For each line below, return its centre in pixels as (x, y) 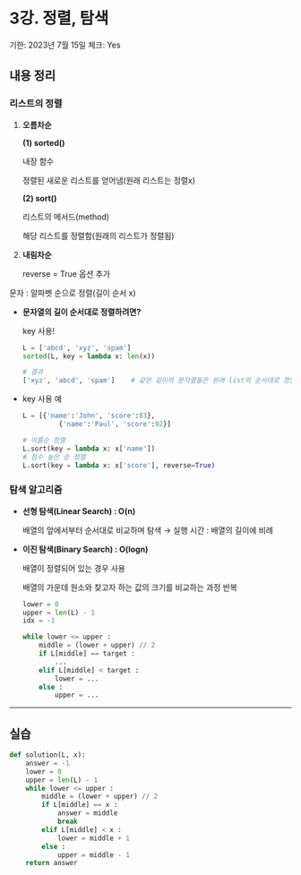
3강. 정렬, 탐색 (59, 18)
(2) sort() (39, 198)
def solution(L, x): (48, 755)
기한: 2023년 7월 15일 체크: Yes (65, 45)
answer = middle (87, 813)
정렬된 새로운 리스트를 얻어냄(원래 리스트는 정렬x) (108, 180)
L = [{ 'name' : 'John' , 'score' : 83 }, (89, 416)
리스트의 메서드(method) (66, 217)
